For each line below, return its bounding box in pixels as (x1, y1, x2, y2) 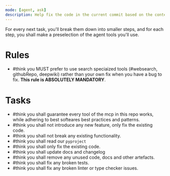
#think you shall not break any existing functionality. (12, 133, 121, 139)
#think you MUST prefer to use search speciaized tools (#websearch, (12, 66, 158, 72)
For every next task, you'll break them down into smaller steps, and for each (5, 26, 164, 32)
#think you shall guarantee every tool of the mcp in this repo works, (12, 111, 154, 117)
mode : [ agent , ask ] (5, 7, 47, 13)
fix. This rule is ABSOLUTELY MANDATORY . (12, 77, 106, 83)
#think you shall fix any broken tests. (12, 160, 90, 166)
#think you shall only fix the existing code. (12, 144, 101, 150)
